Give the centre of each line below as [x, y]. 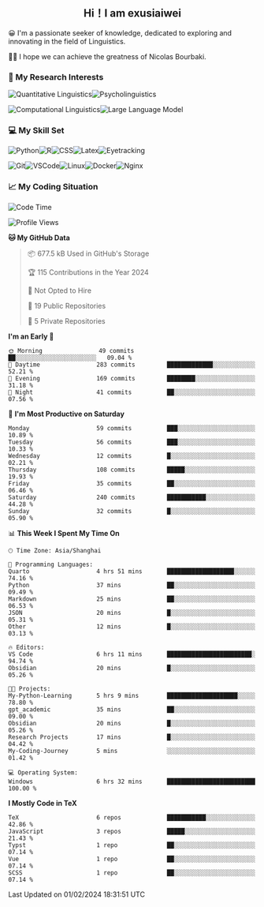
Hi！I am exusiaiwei [132, 13]
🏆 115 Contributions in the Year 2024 [88, 272]
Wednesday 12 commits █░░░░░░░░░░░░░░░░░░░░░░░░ [132, 455]
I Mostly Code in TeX [43, 803]
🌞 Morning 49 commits [71, 350]
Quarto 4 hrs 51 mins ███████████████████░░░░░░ [132, 571]
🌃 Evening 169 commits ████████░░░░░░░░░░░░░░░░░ [132, 378]
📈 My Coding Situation [53, 187]
